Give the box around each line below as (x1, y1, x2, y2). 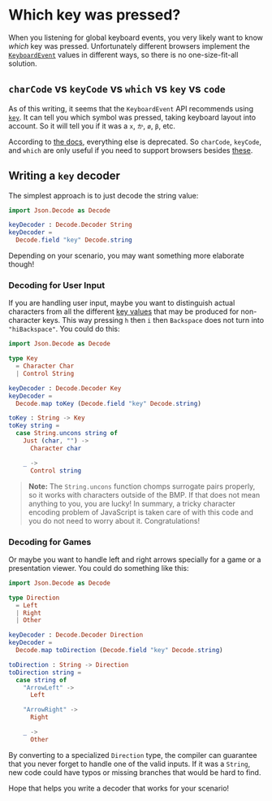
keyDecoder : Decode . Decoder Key (8, 384, 122, 392)
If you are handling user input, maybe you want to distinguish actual (8, 298, 235, 308)
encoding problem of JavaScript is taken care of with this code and (28, 507, 254, 517)
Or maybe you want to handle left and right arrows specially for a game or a (8, 555, 261, 564)
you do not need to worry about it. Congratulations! (28, 516, 201, 525)
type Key (8, 355, 38, 363)
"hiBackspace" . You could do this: (8, 324, 120, 334)
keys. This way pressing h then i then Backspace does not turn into (42, 316, 265, 325)
